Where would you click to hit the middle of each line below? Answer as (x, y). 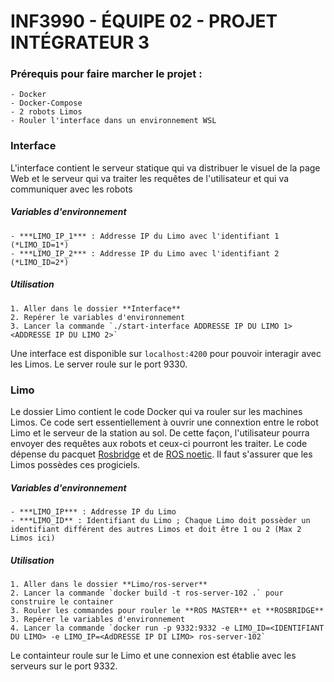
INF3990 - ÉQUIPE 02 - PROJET (144, 21)
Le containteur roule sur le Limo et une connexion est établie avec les (153, 655)
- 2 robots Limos (46, 112)
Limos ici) (33, 538)
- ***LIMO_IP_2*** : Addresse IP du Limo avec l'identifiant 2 (145, 253)
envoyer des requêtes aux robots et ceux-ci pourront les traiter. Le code (159, 444)
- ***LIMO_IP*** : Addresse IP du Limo (93, 511)
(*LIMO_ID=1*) (40, 245)
